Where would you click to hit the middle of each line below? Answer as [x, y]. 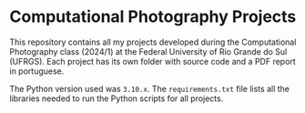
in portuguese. [37, 71]
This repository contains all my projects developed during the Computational [153, 42]
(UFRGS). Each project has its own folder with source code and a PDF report [152, 61]
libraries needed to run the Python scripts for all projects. [117, 98]
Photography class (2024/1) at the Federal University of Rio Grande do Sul [148, 51]
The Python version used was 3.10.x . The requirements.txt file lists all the [149, 88]
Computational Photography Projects [153, 17]
